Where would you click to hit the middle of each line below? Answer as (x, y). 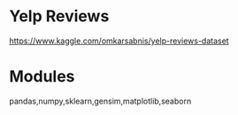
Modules (42, 77)
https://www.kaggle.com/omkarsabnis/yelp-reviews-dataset (119, 41)
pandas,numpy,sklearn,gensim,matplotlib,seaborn (100, 101)
